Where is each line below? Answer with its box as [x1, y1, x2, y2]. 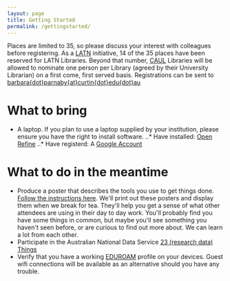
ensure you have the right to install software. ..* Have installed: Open [17, 132, 213, 141]
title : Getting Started [7, 17, 76, 23]
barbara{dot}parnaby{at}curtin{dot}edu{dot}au [7, 79, 141, 87]
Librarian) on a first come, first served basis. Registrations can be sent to [7, 71, 214, 79]
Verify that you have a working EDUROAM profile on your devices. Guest [17, 253, 224, 261]
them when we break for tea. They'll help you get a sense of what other [17, 201, 220, 210]
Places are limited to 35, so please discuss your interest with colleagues [7, 42, 211, 50]
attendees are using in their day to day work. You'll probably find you [17, 209, 213, 217]
